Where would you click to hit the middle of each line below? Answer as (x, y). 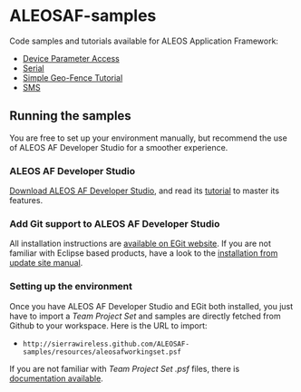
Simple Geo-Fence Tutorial (73, 77)
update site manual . (46, 263)
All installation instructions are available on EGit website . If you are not (141, 244)
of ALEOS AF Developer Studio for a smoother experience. (119, 147)
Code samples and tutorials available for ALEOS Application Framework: (144, 41)
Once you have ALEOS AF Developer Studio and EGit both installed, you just (151, 306)
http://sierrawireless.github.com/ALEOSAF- (106, 344)
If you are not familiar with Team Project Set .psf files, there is (125, 368)
